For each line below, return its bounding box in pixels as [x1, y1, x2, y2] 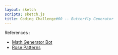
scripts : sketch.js [4, 12, 45, 17]
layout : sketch [4, 7, 36, 12]
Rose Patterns [11, 45, 41, 51]
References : [4, 30, 31, 36]
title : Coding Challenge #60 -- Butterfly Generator [4, 16, 114, 21]
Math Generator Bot [11, 39, 53, 45]
